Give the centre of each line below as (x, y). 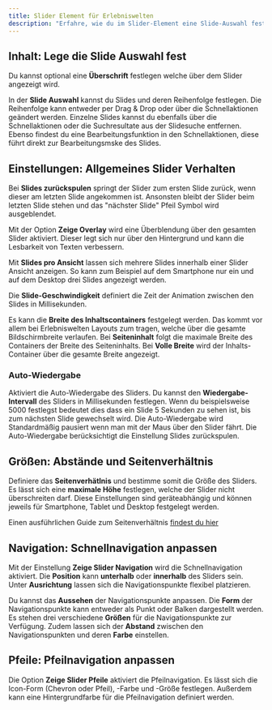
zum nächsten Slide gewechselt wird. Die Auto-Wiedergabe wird (116, 419)
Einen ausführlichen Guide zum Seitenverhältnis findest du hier (113, 523)
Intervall (23, 401)
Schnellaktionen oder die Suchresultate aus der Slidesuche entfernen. (125, 126)
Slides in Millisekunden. (48, 304)
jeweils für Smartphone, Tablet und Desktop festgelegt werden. (114, 507)
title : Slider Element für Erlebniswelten (81, 16)
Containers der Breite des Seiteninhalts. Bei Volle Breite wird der (116, 346)
